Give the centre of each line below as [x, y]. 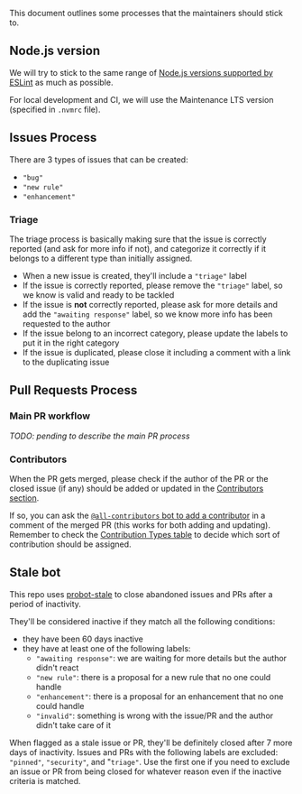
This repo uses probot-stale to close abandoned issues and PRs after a [141, 594]
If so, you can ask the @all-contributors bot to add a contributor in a [137, 515]
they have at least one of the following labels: [106, 648]
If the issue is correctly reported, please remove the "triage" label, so [152, 285]
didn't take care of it [73, 725]
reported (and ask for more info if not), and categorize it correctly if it [138, 248]
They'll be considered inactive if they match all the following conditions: [142, 621]
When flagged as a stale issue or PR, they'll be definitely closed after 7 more [151, 743]
